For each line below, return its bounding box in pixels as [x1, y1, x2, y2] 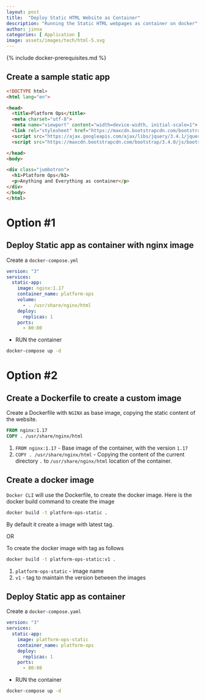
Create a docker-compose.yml [6, 256, 79, 264]
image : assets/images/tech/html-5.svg [6, 37, 105, 43]
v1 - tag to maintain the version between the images [15, 573, 146, 581]
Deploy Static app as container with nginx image [6, 240, 194, 251]
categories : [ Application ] [6, 32, 81, 38]
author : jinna [6, 26, 43, 32]
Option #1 [6, 215, 56, 229]
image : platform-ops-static [17, 636, 88, 642]
